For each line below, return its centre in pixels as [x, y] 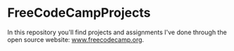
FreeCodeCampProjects [79, 13]
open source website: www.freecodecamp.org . [76, 39]
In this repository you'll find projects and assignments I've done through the [117, 32]
